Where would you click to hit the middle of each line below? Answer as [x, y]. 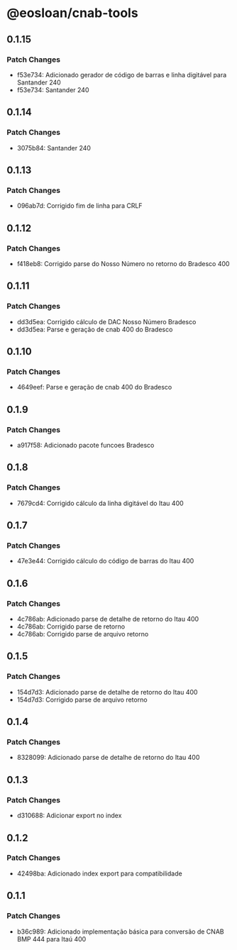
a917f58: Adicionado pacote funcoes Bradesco [86, 445]
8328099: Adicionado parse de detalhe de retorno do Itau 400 [108, 758]
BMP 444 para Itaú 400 [51, 939]
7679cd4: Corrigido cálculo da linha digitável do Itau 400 [100, 503]
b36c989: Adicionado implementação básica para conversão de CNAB [120, 932]
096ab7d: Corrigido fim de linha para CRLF [79, 206]
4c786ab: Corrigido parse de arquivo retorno [83, 634]
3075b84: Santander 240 [54, 148]
